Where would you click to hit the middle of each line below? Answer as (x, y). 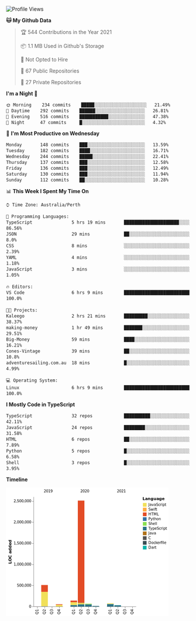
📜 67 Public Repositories (50, 71)
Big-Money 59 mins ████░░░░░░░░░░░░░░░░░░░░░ (98, 339)
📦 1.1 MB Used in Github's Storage (62, 46)
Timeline (17, 479)
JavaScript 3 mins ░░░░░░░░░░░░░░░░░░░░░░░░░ (98, 269)
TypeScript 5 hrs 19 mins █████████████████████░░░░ (98, 222)
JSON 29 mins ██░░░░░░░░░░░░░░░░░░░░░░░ (98, 234)
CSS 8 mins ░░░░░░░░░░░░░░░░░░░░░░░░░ (98, 246)
